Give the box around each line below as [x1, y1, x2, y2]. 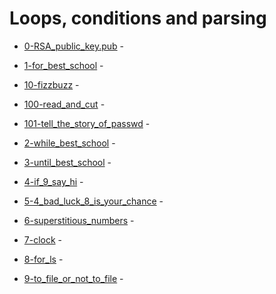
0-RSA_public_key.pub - [23, 40, 124, 52]
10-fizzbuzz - [23, 78, 80, 91]
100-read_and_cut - [23, 98, 106, 110]
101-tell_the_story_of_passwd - [23, 117, 151, 129]
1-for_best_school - [23, 59, 104, 71]
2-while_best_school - [23, 137, 116, 149]
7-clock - [23, 233, 63, 246]
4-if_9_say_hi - [23, 175, 84, 187]
